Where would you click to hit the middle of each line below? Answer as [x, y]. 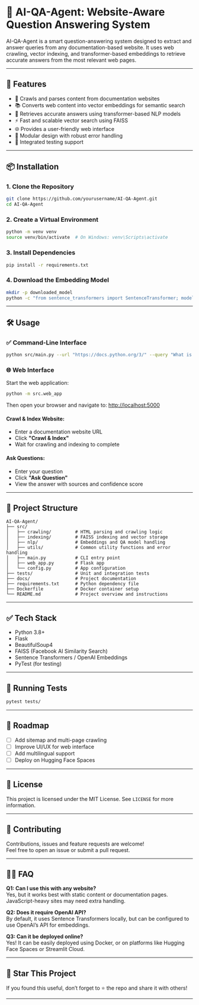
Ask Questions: [26, 458]
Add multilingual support [45, 753]
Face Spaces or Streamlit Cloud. [45, 949]
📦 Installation [33, 167]
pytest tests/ [24, 702]
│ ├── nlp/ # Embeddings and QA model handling [86, 543]
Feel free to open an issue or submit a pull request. [68, 850]
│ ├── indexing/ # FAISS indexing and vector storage [87, 537]
